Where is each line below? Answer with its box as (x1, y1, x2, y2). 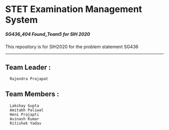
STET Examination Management (5, 4, 142, 15)
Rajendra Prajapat (10, 76, 49, 81)
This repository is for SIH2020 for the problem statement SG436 (5, 44, 139, 50)
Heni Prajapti (10, 112, 39, 117)
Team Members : (5, 90, 59, 98)
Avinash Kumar (10, 116, 39, 121)
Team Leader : (5, 63, 51, 71)
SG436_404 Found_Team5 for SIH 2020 (5, 31, 91, 37)
